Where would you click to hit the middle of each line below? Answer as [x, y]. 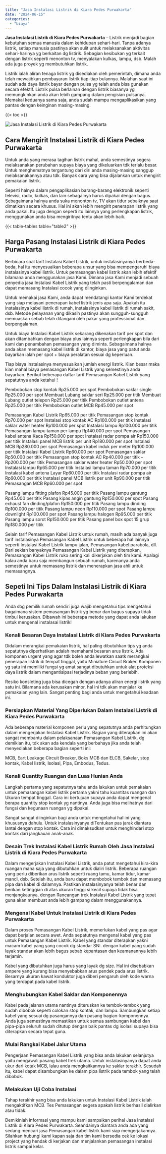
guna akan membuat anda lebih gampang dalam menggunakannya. [74, 900]
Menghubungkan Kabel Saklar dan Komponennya [66, 994]
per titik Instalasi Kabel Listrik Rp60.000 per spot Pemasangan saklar [75, 452]
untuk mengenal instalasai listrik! [38, 622]
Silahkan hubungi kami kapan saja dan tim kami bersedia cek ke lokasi [77, 1136]
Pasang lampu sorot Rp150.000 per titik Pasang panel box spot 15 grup [77, 519]
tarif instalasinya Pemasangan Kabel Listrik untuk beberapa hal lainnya [77, 539]
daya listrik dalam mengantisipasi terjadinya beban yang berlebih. [72, 672]
